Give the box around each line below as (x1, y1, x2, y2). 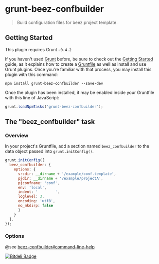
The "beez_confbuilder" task (5, 118, 95, 126)
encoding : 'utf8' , (18, 199, 55, 204)
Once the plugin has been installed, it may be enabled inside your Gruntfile (5, 89, 155, 95)
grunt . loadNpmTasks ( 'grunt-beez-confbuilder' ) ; (5, 104, 104, 109)
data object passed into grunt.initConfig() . (5, 149, 94, 154)
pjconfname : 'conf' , (18, 180, 60, 186)
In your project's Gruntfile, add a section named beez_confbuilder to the (5, 143, 149, 149)
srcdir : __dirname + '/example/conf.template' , (18, 171, 117, 176)
